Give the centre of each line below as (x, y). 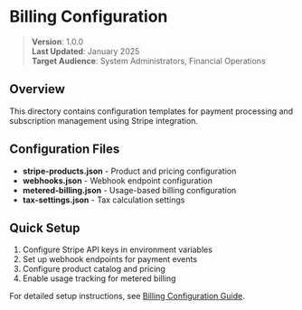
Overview (38, 89)
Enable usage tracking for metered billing (99, 278)
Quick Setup (45, 228)
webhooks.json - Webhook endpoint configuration (117, 180)
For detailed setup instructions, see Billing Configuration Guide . (127, 296)
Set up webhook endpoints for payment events (109, 259)
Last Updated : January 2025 (85, 51)
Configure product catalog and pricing (94, 269)
